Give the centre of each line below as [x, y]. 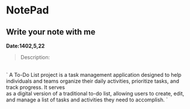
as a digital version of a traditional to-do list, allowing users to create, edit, [95, 93]
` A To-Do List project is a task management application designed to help [94, 75]
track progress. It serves [36, 87]
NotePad [27, 10]
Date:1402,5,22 [25, 46]
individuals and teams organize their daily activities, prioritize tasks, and [93, 81]
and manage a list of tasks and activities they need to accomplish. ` [87, 100]
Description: [35, 57]
